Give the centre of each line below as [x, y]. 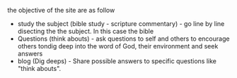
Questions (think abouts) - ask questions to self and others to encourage [123, 39]
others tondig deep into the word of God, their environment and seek [118, 46]
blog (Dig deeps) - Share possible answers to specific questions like [117, 61]
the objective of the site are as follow [61, 10]
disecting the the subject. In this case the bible [86, 31]
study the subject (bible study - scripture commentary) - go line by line [121, 24]
